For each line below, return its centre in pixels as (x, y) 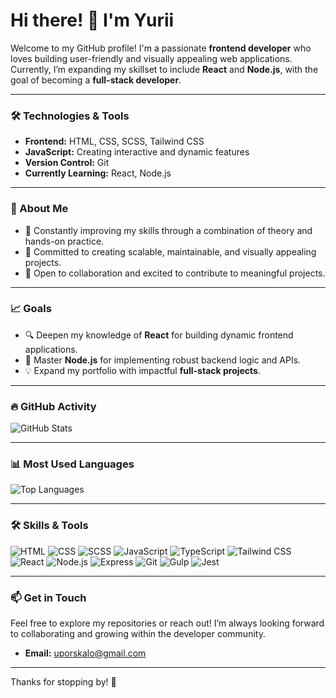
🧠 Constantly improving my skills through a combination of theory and (168, 230)
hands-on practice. (64, 241)
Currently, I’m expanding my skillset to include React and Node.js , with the (164, 69)
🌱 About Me (39, 209)
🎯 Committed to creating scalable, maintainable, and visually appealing (170, 251)
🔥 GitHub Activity (53, 406)
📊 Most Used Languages (72, 464)
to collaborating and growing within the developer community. (138, 634)
